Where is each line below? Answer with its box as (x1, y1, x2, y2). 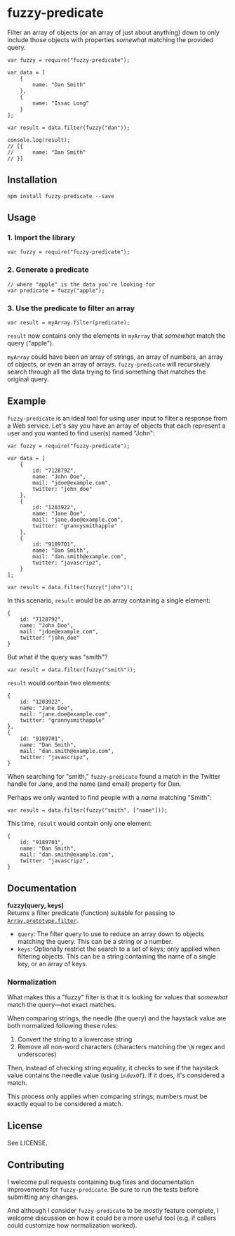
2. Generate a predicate (7, 265, 89, 275)
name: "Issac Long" (32, 100, 90, 107)
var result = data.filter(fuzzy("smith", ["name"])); (7, 806, 168, 814)
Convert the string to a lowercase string (17, 1034, 133, 1044)
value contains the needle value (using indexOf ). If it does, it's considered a (7, 1071, 225, 1079)
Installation (7, 174, 58, 186)
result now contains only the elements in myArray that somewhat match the (7, 331, 226, 340)
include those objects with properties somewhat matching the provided (7, 35, 214, 44)
